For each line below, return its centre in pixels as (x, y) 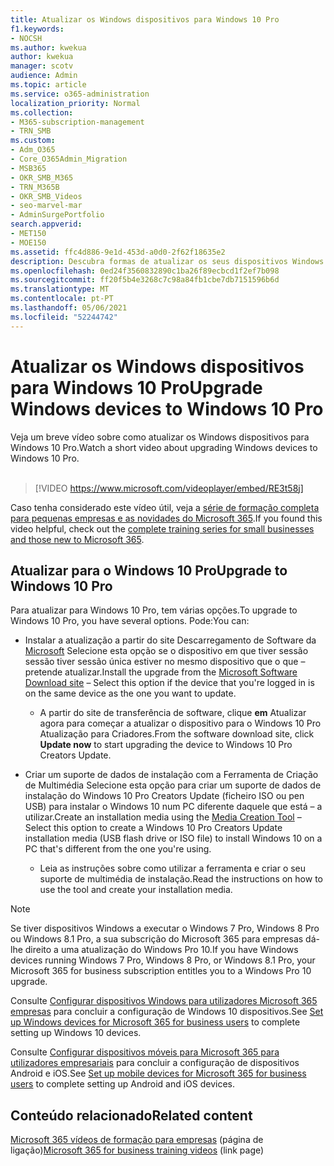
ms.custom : (33, 141)
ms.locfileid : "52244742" (64, 317)
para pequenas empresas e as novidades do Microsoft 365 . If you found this (166, 518)
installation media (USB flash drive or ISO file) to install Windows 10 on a (173, 838)
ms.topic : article (48, 85)
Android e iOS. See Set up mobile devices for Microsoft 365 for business (158, 1073)
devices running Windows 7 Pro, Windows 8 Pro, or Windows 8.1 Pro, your (163, 960)
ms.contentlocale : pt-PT (62, 299)
